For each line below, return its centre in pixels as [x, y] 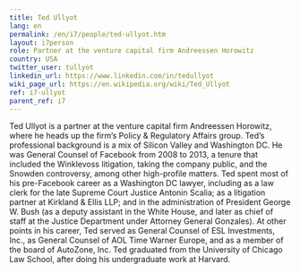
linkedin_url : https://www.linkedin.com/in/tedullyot [112, 76]
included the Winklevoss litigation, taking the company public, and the [138, 164]
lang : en [26, 26]
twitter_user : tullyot [51, 68]
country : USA [34, 59]
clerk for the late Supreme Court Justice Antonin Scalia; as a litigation [137, 192]
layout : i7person [42, 43]
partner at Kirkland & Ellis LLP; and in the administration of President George [150, 202]
